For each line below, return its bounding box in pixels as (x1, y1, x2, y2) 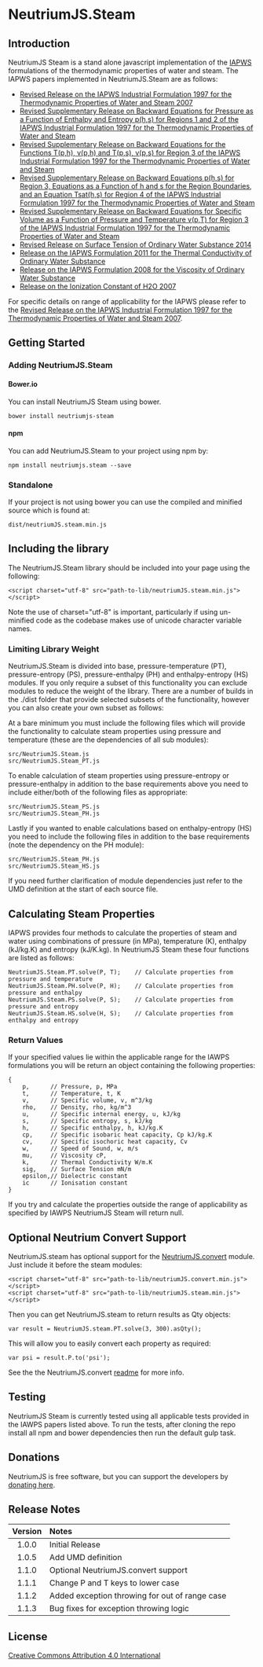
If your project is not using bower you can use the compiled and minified (8, 498, 243, 507)
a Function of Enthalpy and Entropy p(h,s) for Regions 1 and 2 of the (19, 115, 239, 123)
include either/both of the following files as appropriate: (8, 788, 188, 797)
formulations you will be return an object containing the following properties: (8, 1061, 256, 1070)
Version (12, 1526, 42, 1537)
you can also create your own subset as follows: (8, 703, 164, 713)
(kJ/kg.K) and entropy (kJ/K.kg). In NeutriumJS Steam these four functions (8, 945, 250, 954)
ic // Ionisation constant (22, 1179, 128, 1188)
